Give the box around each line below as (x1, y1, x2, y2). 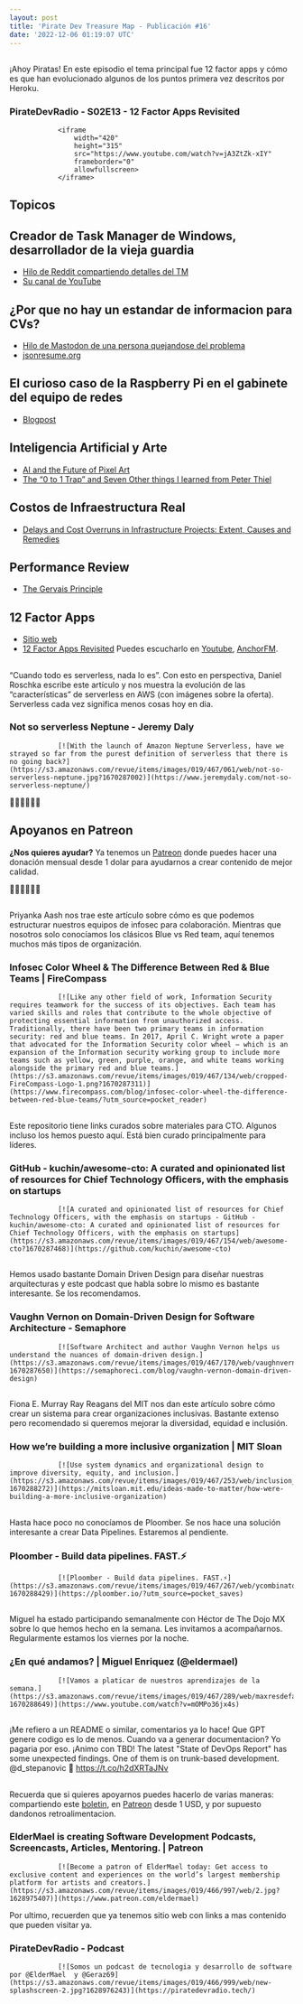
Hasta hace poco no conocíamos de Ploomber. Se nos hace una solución (9, 1516, 281, 1527)
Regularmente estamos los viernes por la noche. (9, 1633, 189, 1644)
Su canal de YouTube (22, 276, 102, 287)
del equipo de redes (9, 390, 124, 405)
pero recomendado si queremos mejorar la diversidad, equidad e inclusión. (9, 1418, 289, 1429)
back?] (45, 757, 70, 766)
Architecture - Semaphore (9, 1322, 126, 1335)
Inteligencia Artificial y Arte (9, 440, 168, 456)
